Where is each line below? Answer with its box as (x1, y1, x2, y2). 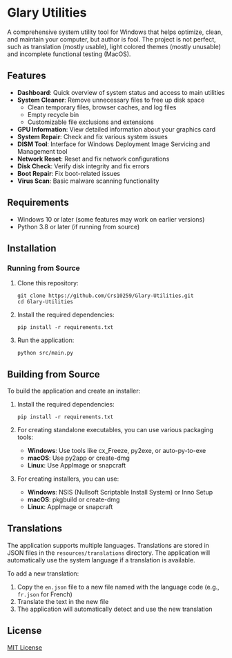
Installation (7, 242, 57, 254)
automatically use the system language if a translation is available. (7, 555, 195, 564)
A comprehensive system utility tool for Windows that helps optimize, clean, (7, 28, 223, 36)
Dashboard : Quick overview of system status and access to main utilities (17, 88, 225, 96)
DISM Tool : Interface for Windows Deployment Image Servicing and (17, 140, 211, 148)
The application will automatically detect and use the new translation (17, 605, 213, 613)
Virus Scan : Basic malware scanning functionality (17, 177, 159, 185)
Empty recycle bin (27, 110, 79, 118)
